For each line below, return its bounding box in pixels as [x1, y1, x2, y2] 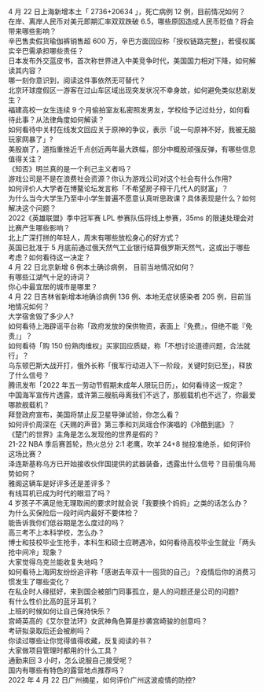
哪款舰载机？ [8, 400, 49, 409]
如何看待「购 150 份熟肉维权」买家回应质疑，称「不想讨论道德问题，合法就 [8, 341, 251, 350]
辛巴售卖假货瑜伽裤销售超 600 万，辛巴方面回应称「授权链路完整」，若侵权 [8, 36, 249, 46]
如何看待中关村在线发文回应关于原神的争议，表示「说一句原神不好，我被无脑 [8, 125, 256, 134]
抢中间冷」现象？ [8, 547, 64, 557]
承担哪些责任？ [35, 46, 84, 55]
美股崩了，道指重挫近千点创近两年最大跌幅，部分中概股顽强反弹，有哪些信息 [8, 145, 256, 153]
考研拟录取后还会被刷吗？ [8, 626, 91, 635]
